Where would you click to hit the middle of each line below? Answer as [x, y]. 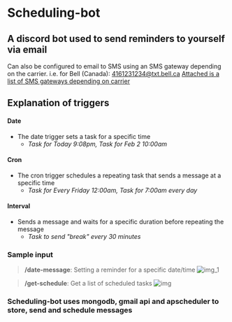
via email [27, 49]
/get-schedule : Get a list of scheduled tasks [88, 284]
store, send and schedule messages [70, 310]
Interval [19, 206]
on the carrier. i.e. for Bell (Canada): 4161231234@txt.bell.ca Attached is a [114, 74]
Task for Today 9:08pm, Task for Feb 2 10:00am [97, 144]
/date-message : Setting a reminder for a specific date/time [110, 270]
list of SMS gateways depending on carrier [69, 81]
